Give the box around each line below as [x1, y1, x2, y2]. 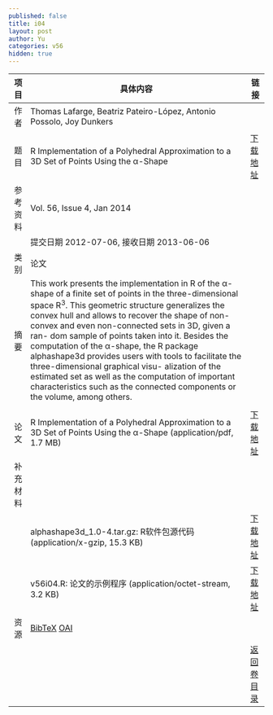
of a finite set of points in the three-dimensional [55, 288, 238, 299]
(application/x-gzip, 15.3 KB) [29, 537, 144, 548]
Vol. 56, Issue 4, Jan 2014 [29, 203, 132, 213]
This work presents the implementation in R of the [29, 278, 220, 289]
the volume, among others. [29, 392, 132, 403]
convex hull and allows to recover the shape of [29, 310, 208, 322]
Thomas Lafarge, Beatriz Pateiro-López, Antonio [29, 106, 216, 116]
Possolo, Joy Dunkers [29, 116, 114, 127]
